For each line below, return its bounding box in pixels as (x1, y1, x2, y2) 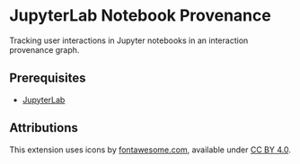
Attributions (9, 120, 79, 135)
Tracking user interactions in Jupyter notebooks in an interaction (9, 35, 249, 46)
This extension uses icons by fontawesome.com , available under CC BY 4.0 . (9, 144, 292, 155)
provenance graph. (9, 44, 80, 55)
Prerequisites (9, 71, 86, 86)
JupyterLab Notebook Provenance (9, 5, 271, 26)
